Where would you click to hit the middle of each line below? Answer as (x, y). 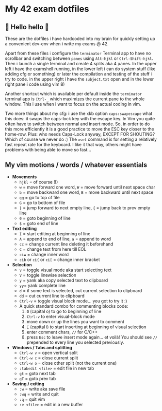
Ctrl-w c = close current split (49, 358)
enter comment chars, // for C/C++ (62, 332)
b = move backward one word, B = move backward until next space (86, 192)
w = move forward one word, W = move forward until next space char (87, 187)
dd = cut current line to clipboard (52, 296)
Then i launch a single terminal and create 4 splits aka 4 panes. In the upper (81, 64)
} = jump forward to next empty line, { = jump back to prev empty (85, 207)
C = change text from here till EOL (53, 249)
